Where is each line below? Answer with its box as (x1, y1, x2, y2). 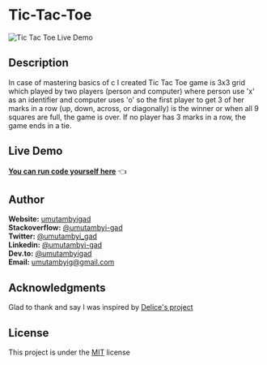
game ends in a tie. (8, 120, 72, 131)
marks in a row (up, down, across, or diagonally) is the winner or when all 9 (8, 103, 259, 113)
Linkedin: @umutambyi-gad (8, 240, 103, 250)
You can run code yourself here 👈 (8, 166, 127, 176)
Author (8, 192, 44, 206)
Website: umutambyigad (8, 214, 91, 224)
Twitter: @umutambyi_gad (8, 231, 97, 241)
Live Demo (8, 144, 63, 158)
